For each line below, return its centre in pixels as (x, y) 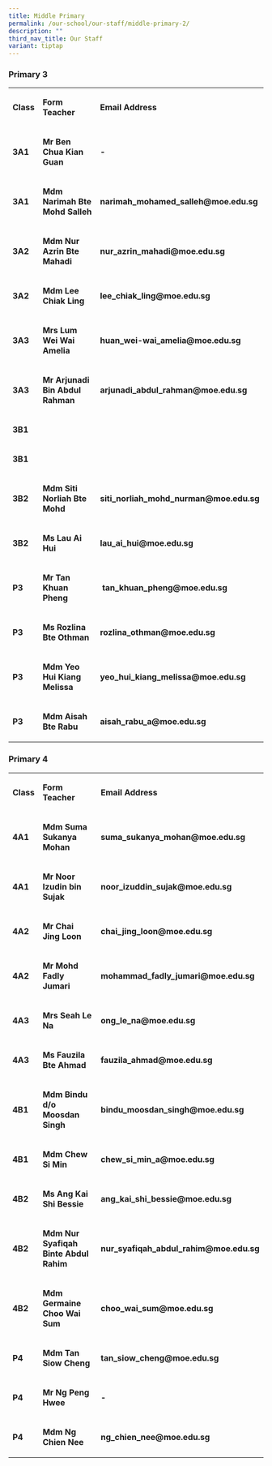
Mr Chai (58, 926)
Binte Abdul (66, 1254)
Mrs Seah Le (67, 1015)
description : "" (36, 31)
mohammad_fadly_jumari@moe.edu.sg (178, 975)
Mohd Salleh (67, 212)
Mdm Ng (59, 1432)
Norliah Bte (65, 499)
